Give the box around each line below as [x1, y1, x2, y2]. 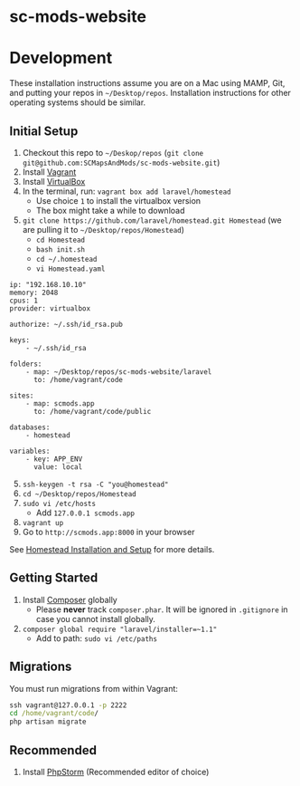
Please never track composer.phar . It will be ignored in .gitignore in [35, 604, 288, 615]
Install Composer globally [22, 594, 117, 605]
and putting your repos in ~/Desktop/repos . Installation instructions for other [9, 88, 292, 99]
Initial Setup [9, 123, 79, 139]
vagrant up [22, 518, 64, 527]
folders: [9, 359, 42, 369]
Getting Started [9, 570, 98, 586]
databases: [9, 423, 51, 432]
